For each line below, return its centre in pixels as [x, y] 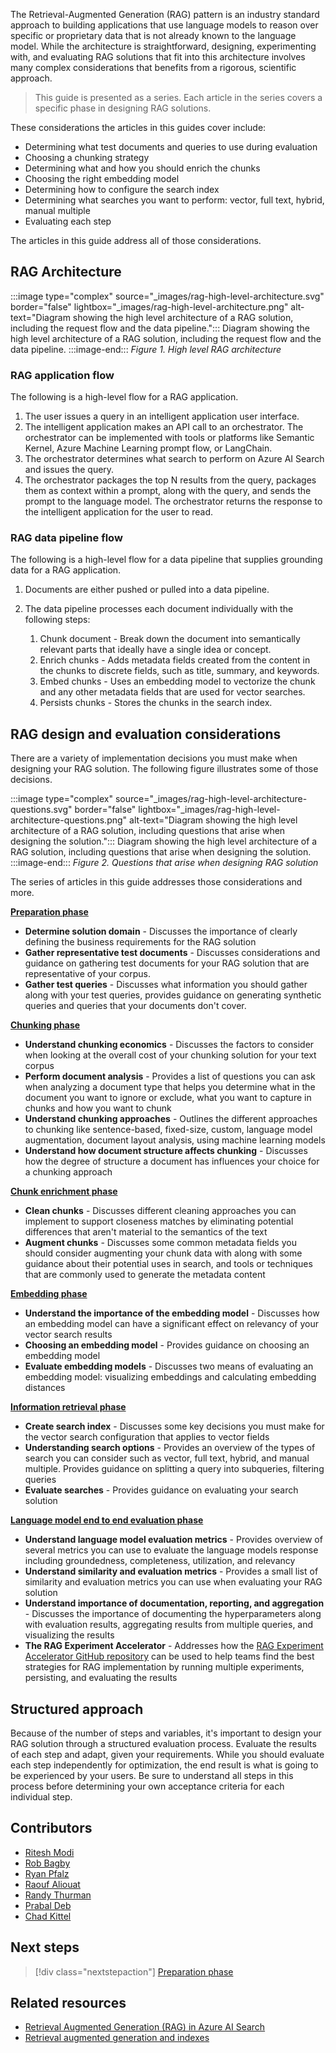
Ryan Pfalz [47, 1873]
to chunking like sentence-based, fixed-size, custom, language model [168, 1130]
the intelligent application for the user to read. [119, 512]
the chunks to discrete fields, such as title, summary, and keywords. [179, 671]
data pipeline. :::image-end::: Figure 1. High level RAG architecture [146, 349]
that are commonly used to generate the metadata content [145, 1275]
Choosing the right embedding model [102, 178]
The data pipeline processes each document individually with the [159, 609]
